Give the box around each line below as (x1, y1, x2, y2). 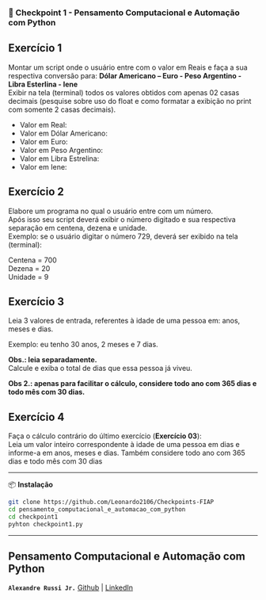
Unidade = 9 (8, 272, 49, 281)
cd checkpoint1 (8, 513, 59, 521)
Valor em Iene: (19, 162, 67, 171)
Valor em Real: (19, 120, 67, 129)
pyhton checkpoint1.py (8, 520, 83, 528)
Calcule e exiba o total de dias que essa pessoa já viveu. (8, 364, 192, 373)
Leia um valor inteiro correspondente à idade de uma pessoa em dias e (8, 440, 240, 449)
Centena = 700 (8, 255, 57, 265)
